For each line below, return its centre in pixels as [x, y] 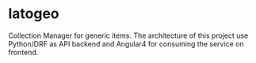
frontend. [23, 52]
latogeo [34, 14]
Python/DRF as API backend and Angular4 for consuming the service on [126, 43]
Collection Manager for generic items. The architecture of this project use [128, 35]
